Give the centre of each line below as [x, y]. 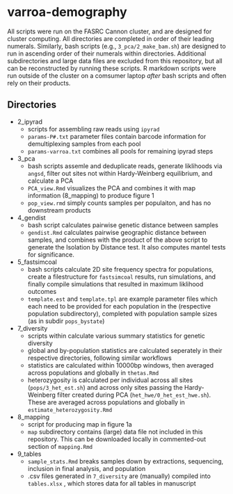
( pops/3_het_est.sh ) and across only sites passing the [105, 387]
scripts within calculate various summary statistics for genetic [116, 336]
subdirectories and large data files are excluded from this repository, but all [115, 60]
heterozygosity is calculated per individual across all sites [110, 380]
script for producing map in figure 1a [80, 424]
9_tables [29, 454]
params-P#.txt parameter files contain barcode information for [117, 136]
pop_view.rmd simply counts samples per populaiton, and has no [119, 203]
